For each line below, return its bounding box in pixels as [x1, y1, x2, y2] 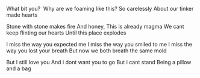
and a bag [6, 65, 31, 72]
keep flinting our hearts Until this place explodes [6, 29, 127, 36]
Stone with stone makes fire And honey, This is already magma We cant [6, 23, 185, 30]
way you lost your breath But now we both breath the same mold [6, 47, 167, 54]
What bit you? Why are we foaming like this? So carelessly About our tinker [6, 5, 194, 12]
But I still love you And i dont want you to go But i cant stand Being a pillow [6, 59, 192, 65]
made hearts [6, 11, 38, 18]
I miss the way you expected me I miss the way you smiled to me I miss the [6, 41, 193, 48]
